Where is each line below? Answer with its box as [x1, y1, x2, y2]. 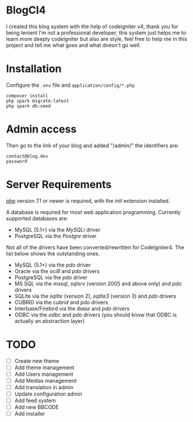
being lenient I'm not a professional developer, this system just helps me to [6, 29, 186, 36]
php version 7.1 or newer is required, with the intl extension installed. [6, 197, 171, 204]
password [6, 158, 27, 164]
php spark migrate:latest [6, 98, 69, 104]
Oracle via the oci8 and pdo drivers [14, 267, 100, 274]
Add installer [14, 410, 46, 417]
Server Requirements [6, 178, 112, 191]
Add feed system [14, 397, 56, 404]
